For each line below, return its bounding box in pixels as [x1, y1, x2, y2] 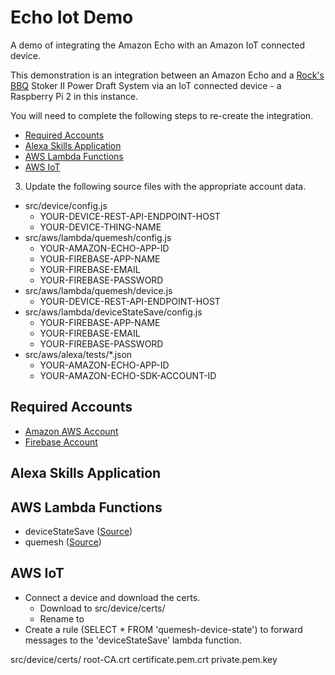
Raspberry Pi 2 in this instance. [10, 90, 139, 102]
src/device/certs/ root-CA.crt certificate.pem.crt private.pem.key [10, 653, 278, 665]
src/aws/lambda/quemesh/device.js [24, 284, 173, 296]
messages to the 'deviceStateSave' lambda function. [24, 634, 242, 646]
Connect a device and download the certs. [24, 591, 201, 603]
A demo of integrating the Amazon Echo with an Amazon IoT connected [10, 39, 306, 51]
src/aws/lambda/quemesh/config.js [24, 231, 172, 243]
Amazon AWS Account [24, 425, 119, 437]
